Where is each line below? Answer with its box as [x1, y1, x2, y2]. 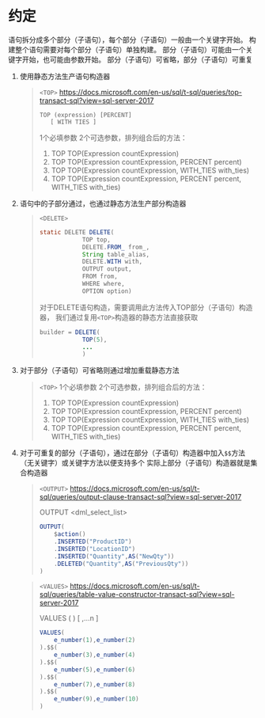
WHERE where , [81, 280, 125, 288]
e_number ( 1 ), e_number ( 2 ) [54, 636, 136, 644]
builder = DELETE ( [39, 328, 100, 336]
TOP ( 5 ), [81, 336, 108, 344]
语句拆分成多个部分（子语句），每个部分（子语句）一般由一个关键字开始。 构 [8, 35, 256, 44]
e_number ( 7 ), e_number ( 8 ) [54, 680, 136, 689]
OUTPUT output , [81, 265, 132, 273]
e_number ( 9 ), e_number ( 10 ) [54, 695, 140, 703]
